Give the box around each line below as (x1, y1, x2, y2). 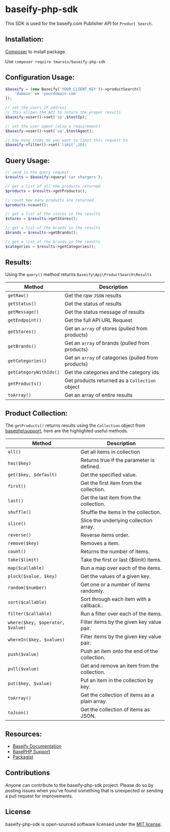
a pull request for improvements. (5, 793, 73, 799)
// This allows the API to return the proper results (5, 110, 121, 115)
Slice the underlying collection (80, 517, 153, 524)
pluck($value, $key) (8, 574, 57, 579)
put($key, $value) (8, 681, 52, 686)
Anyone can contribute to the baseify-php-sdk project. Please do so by (5, 782, 154, 788)
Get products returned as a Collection (64, 377, 156, 384)
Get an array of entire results (64, 392, 133, 399)
